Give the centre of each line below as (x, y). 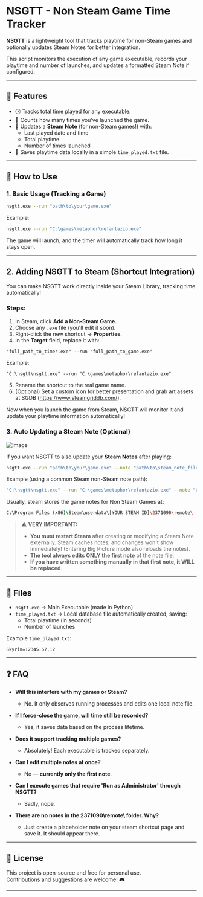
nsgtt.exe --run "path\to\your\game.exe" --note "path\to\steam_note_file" (104, 468)
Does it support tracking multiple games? (68, 739)
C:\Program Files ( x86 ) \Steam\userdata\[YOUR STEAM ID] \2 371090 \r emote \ (100, 513)
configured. (21, 71)
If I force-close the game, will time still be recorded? (82, 715)
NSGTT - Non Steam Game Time (89, 11)
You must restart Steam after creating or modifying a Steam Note (112, 536)
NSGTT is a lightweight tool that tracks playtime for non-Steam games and (99, 40)
